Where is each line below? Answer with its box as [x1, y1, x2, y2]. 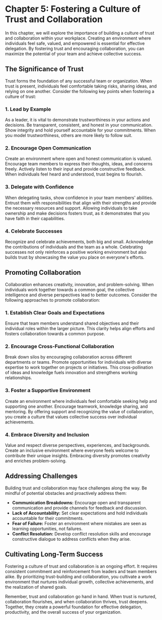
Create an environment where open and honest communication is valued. [5, 155, 152, 162]
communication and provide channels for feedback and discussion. [12, 505, 147, 510]
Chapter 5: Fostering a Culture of [5, 3, 141, 15]
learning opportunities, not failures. [12, 526, 83, 531]
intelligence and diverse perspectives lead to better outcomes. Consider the [5, 292, 157, 298]
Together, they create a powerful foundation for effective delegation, [5, 604, 143, 610]
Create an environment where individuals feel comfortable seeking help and [5, 398, 157, 404]
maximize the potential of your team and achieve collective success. [5, 50, 142, 57]
